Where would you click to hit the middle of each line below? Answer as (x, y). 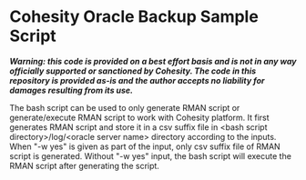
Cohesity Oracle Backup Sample (134, 17)
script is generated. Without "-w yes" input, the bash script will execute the (150, 155)
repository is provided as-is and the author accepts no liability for (137, 80)
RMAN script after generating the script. (84, 165)
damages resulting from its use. (71, 90)
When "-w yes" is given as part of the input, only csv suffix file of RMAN (145, 146)
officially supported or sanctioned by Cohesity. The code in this (133, 71)
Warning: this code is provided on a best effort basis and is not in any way (153, 61)
